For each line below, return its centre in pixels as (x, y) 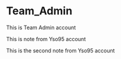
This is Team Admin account (41, 27)
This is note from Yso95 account (46, 39)
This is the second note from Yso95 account (61, 50)
